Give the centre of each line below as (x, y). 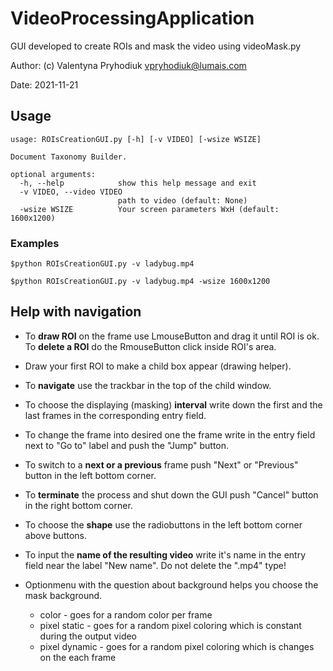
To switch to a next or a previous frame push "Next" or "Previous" (161, 464)
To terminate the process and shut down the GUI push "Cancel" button (171, 494)
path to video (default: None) (182, 200)
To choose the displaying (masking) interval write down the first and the (173, 404)
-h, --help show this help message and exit (138, 183)
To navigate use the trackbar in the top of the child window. (148, 385)
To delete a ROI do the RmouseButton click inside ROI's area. (150, 346)
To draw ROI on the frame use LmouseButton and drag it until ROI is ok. (172, 336)
